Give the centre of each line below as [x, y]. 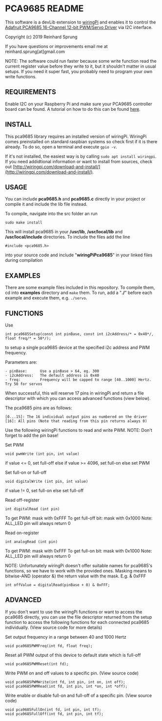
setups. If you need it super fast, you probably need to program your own [79, 71]
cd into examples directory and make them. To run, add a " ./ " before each [79, 293]
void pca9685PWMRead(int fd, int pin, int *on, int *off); [66, 686]
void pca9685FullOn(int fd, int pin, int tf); [53, 709]
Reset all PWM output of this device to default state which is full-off [73, 655]
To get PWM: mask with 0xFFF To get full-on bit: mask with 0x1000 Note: [79, 551]
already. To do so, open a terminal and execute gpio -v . [61, 147]
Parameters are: [21, 362]
